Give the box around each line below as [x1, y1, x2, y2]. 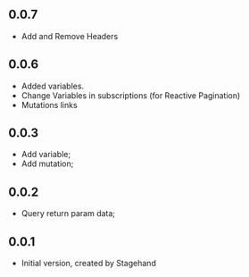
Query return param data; [21, 208, 116, 219]
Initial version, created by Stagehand [21, 258, 157, 269]
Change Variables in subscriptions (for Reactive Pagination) [21, 89, 241, 101]
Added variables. [21, 80, 85, 91]
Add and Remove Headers [21, 30, 119, 41]
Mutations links [21, 99, 78, 110]
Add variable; [21, 149, 71, 160]
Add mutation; [21, 158, 74, 169]
